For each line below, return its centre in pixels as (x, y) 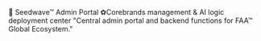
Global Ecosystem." (41, 29)
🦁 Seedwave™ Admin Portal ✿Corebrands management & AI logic (116, 12)
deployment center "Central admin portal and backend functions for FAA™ (130, 20)
